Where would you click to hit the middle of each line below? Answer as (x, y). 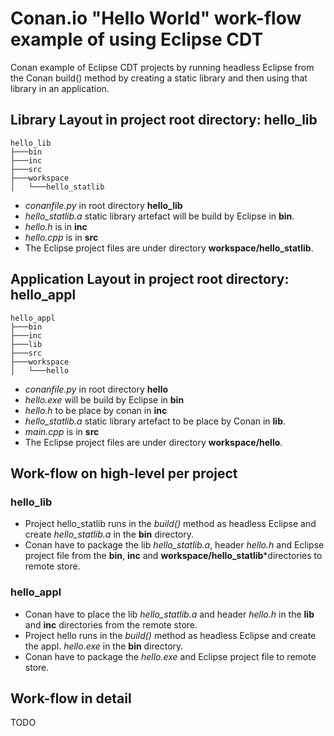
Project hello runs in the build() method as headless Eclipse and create (170, 635)
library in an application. (60, 88)
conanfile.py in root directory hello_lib (103, 205)
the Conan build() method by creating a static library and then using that (159, 78)
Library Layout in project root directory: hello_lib (164, 120)
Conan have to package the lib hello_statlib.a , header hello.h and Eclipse (174, 545)
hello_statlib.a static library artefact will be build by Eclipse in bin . (159, 216)
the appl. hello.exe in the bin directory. (104, 646)
